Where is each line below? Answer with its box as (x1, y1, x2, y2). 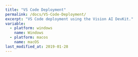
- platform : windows (10, 26, 53, 31)
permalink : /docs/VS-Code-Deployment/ (5, 12, 86, 17)
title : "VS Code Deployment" (5, 7, 66, 12)
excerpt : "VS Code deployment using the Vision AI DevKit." (5, 16, 134, 21)
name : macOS (14, 40, 39, 45)
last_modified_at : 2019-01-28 (5, 44, 69, 49)
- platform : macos (10, 35, 49, 40)
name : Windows (14, 30, 44, 35)
